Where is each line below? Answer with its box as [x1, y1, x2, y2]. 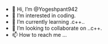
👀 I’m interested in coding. [11, 12, 76, 19]
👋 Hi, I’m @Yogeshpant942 [11, 6, 78, 12]
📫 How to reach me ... [11, 32, 67, 38]
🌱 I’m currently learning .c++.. [11, 18, 85, 25]
